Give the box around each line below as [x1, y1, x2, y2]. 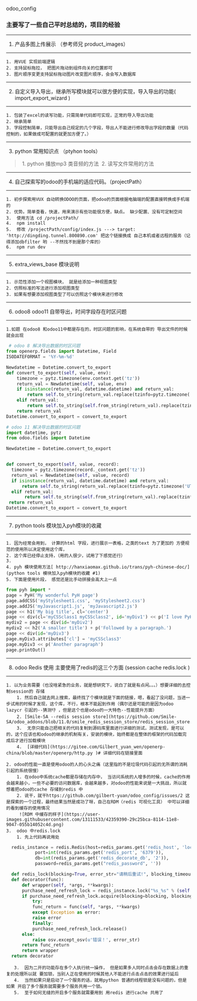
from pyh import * [6, 587, 51, 593]
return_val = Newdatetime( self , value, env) [16, 381, 127, 387]
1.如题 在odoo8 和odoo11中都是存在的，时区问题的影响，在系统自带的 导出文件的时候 [6, 326, 188, 332]
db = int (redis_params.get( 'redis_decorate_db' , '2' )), [35, 855, 169, 861]
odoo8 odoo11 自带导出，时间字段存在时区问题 [14, 308, 127, 315]
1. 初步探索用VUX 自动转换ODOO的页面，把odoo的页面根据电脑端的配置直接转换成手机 [6, 197, 185, 203]
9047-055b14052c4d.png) [6, 821, 64, 827]
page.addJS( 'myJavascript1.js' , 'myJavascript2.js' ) [6, 603, 138, 609]
